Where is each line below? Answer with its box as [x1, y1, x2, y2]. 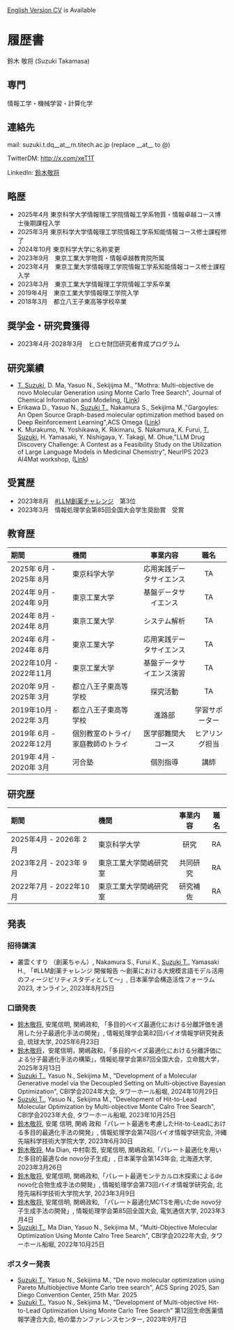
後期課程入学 [23, 219, 61, 227]
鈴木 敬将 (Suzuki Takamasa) [7, 56, 91, 65]
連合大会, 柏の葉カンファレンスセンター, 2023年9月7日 [29, 1315, 187, 1323]
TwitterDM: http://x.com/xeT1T [7, 153, 95, 162]
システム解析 [143, 616, 186, 626]
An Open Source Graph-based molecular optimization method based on [17, 411, 224, 419]
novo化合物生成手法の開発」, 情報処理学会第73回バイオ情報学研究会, [17, 1181, 215, 1189]
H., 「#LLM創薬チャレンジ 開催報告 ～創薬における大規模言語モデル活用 [17, 967, 224, 975]
